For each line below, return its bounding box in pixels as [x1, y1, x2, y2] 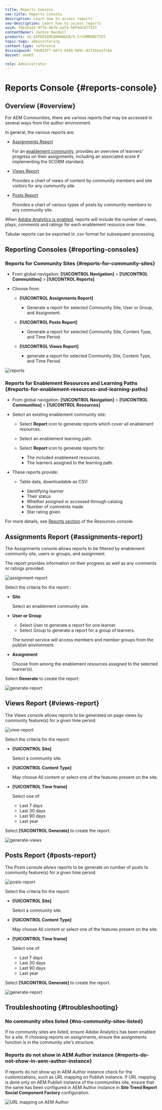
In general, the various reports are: [5, 129, 75, 135]
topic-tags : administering [5, 39, 60, 44]
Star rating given [26, 509, 60, 515]
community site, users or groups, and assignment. [5, 551, 106, 557]
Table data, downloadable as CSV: [19, 479, 89, 485]
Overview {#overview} [5, 102, 76, 110]
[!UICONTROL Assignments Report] [19, 295, 94, 301]
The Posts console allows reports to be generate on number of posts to [5, 864, 148, 870]
